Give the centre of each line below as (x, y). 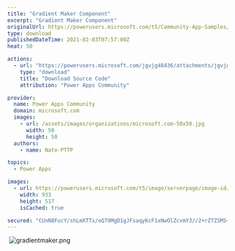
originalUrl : (26, 27)
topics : (19, 163)
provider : (22, 98)
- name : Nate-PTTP (47, 150)
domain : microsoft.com (47, 111)
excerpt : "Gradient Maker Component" (62, 20)
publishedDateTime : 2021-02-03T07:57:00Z (69, 40)
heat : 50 (20, 46)
